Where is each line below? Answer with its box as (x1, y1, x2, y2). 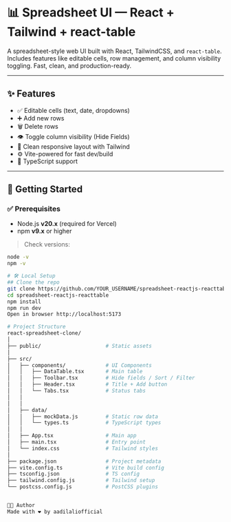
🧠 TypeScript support (16, 157, 78, 165)
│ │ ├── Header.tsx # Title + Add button (7, 381, 168, 388)
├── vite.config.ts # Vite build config (7, 464, 165, 471)
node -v (7, 253, 30, 261)
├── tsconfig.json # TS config (7, 470, 140, 478)
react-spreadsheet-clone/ (7, 330, 81, 337)
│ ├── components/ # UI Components (7, 362, 153, 368)
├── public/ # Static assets (7, 342, 153, 349)
